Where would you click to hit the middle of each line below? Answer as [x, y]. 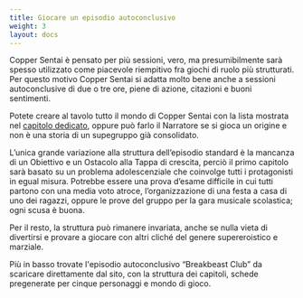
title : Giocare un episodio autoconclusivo [93, 18]
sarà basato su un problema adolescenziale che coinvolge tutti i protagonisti [151, 172]
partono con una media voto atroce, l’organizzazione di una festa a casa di [148, 191]
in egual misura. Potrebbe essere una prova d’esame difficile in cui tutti [142, 182]
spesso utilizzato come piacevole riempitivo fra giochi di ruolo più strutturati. [152, 70]
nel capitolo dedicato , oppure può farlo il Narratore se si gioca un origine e [148, 126]
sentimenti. [30, 98]
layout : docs [34, 34]
